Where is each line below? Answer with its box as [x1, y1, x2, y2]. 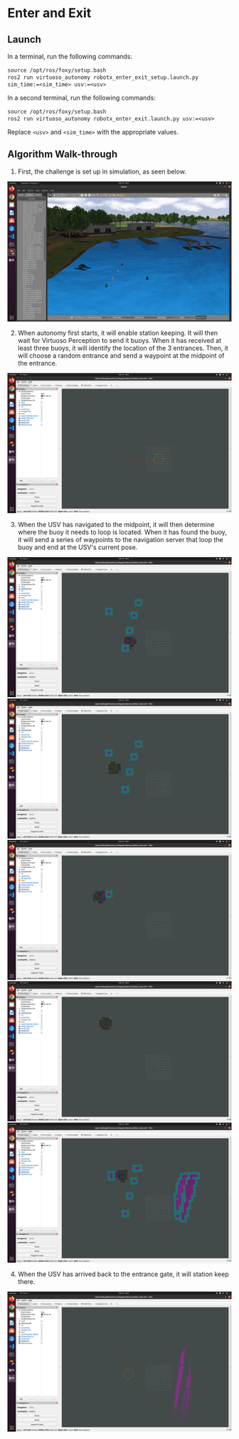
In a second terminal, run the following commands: [7, 94, 156, 102]
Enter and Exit [7, 5, 92, 21]
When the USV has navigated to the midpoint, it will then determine [17, 520, 215, 529]
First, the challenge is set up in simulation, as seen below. [17, 167, 186, 176]
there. [17, 1277, 36, 1285]
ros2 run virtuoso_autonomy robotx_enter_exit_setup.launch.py [7, 74, 199, 81]
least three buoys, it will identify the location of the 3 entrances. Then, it [17, 344, 229, 352]
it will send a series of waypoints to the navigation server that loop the [17, 535, 224, 543]
